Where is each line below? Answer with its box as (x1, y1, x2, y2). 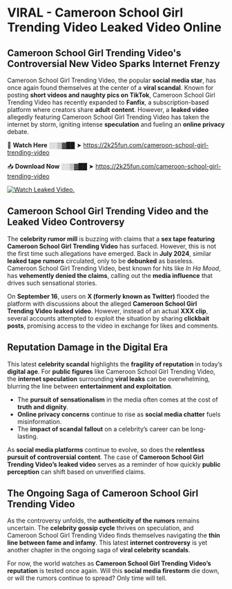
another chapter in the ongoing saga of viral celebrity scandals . (7, 546, 191, 554)
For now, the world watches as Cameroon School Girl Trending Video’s (7, 559, 212, 568)
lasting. (17, 432, 39, 440)
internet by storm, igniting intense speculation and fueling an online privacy (7, 120, 225, 129)
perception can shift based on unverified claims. (7, 467, 146, 476)
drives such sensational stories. (7, 279, 97, 287)
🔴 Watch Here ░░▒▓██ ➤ (7, 141, 82, 149)
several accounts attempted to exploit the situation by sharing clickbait (7, 314, 210, 322)
